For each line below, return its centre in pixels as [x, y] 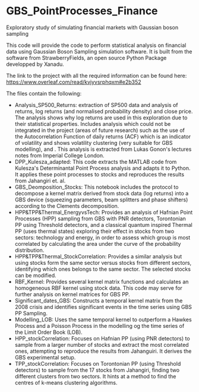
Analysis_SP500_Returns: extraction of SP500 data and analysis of [96, 105]
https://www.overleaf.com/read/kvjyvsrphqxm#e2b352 [74, 82]
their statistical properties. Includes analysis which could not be [93, 124]
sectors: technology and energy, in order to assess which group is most [102, 237]
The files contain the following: [44, 93]
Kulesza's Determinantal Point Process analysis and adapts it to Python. [102, 168]
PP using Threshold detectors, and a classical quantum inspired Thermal [104, 225]
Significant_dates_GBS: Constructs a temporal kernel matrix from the [99, 301]
